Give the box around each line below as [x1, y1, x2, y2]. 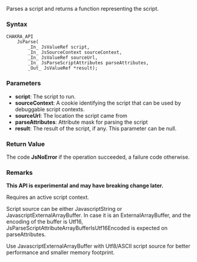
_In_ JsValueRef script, [28, 44, 90, 50]
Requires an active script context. [6, 193, 89, 201]
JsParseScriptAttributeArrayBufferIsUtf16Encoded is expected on [6, 225, 168, 232]
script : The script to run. [14, 93, 76, 100]
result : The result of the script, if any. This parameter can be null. [14, 124, 177, 132]
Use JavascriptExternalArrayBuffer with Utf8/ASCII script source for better [6, 243, 190, 250]
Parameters [6, 79, 41, 88]
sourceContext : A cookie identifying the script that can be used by [14, 99, 181, 106]
